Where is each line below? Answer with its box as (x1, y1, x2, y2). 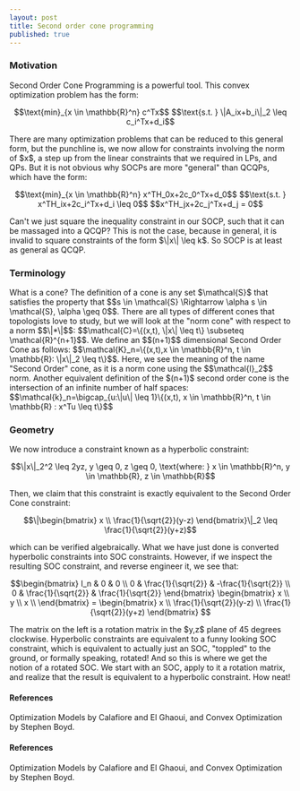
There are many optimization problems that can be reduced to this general (9, 133, 284, 144)
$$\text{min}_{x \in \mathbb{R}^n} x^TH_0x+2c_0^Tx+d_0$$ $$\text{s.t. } (14, 189, 287, 200)
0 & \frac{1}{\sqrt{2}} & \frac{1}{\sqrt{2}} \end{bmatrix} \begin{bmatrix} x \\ (12, 588, 289, 598)
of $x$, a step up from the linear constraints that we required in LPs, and (9, 152, 278, 163)
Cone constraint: (9, 498, 72, 509)
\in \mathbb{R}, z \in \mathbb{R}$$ (85, 471, 216, 482)
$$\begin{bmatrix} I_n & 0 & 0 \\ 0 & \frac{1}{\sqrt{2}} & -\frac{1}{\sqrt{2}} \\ (10, 579, 291, 589)
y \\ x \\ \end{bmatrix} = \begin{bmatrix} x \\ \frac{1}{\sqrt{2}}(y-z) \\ (10, 598, 262, 608)
